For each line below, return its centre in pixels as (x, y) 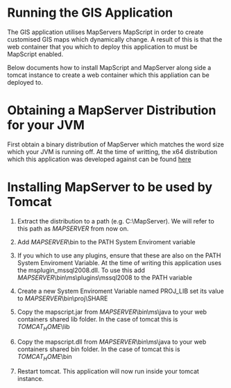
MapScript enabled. (35, 54)
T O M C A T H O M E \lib (44, 327)
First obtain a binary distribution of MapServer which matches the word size (115, 144)
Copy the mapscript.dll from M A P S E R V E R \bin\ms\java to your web (112, 341)
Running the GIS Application (90, 13)
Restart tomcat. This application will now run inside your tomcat (108, 371)
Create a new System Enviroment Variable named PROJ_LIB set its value (120, 291)
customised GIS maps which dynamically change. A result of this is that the (115, 39)
